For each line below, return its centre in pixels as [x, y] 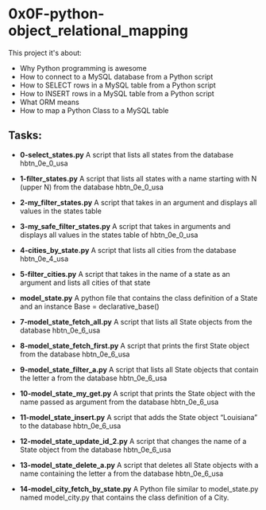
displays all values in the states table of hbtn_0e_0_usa [109, 235]
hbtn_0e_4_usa [44, 259]
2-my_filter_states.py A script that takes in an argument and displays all [138, 202]
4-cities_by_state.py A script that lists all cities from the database [128, 250]
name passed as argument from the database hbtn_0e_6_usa [119, 402]
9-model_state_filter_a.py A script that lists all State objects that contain [139, 369]
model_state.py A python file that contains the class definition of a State [139, 298]
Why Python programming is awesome [83, 68]
